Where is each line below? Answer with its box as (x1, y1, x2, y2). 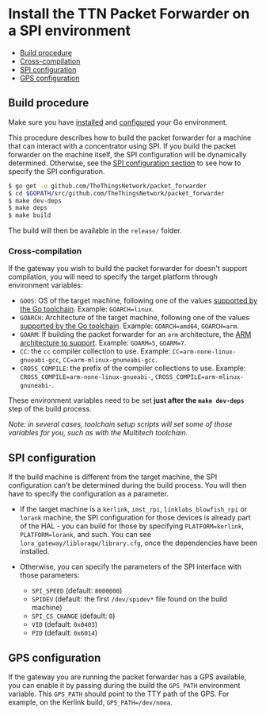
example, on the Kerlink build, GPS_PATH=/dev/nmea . (8, 698, 173, 707)
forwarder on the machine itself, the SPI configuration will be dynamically (8, 149, 247, 159)
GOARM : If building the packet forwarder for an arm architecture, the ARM (19, 330, 252, 339)
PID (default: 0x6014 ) (31, 628, 98, 638)
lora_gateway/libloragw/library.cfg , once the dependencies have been (19, 538, 258, 548)
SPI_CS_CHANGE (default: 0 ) (31, 611, 116, 620)
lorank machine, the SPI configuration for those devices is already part (19, 513, 251, 523)
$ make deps (8, 204, 47, 212)
